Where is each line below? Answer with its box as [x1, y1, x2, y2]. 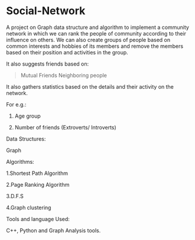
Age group [14, 112, 41, 119]
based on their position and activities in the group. [6, 48, 128, 56]
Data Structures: [6, 135, 46, 142]
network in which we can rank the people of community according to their [6, 30, 187, 37]
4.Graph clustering [6, 204, 51, 211]
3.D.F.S [6, 192, 24, 199]
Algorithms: [6, 158, 34, 165]
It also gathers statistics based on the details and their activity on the [6, 83, 174, 90]
